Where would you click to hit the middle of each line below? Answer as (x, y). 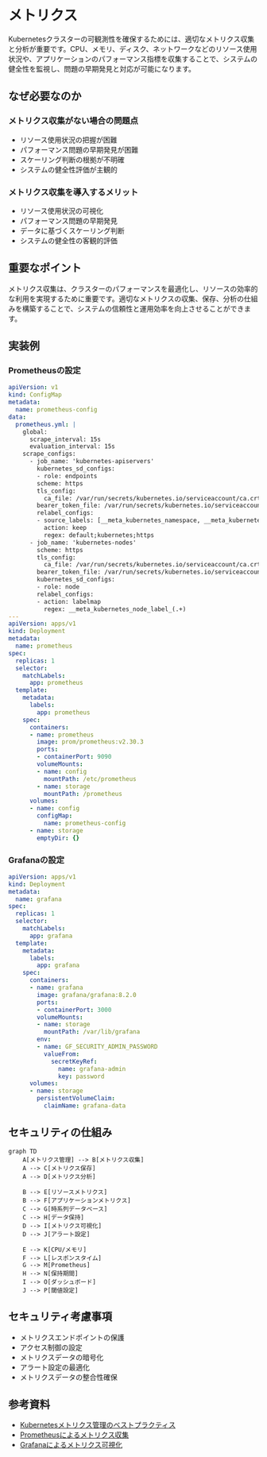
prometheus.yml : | (46, 424)
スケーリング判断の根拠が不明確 (72, 160)
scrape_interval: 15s (65, 439)
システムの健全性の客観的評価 (68, 240)
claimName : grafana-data (85, 1106)
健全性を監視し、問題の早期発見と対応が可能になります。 (102, 68)
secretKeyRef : (74, 1061)
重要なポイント (45, 268)
